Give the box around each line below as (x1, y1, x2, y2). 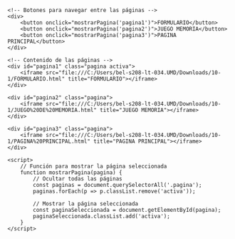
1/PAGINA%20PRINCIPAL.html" (7, 138, 91, 145)
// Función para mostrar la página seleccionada (20, 163, 167, 170)
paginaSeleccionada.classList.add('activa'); (33, 213, 171, 220)
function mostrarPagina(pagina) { (20, 169, 122, 176)
